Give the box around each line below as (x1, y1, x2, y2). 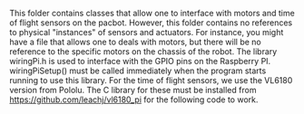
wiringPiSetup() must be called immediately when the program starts (9, 65, 267, 76)
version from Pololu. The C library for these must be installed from (9, 85, 257, 95)
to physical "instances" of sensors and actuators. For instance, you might (9, 27, 284, 37)
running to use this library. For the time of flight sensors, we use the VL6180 (9, 75, 293, 85)
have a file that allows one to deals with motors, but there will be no (9, 36, 261, 47)
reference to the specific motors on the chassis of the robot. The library (9, 46, 278, 57)
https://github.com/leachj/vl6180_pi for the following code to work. (9, 94, 259, 105)
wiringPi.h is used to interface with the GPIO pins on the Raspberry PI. (9, 56, 271, 66)
